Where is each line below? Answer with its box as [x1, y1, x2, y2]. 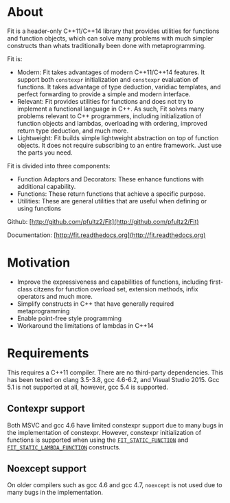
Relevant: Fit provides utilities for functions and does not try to [16, 97, 194, 105]
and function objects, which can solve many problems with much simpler [7, 34, 214, 42]
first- [209, 278, 224, 286]
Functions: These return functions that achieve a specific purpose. [16, 190, 206, 198]
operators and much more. [16, 292, 93, 300]
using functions [16, 204, 62, 212]
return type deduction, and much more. [16, 126, 129, 135]
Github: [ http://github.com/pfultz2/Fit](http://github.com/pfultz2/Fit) [7, 217, 199, 225]
